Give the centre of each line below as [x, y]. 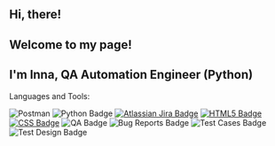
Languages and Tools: [50, 96]
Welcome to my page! [71, 45]
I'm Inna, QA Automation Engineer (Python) [131, 75]
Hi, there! [35, 15]
